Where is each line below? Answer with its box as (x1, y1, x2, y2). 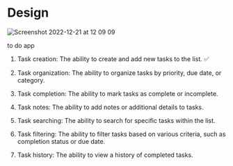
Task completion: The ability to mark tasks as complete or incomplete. (17, 89, 218, 98)
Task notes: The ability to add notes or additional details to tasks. (17, 103, 204, 111)
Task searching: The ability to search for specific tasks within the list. (17, 116, 216, 124)
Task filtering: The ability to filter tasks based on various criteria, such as (17, 130, 226, 138)
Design (7, 5, 49, 21)
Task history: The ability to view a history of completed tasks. (17, 151, 193, 159)
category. (17, 76, 45, 84)
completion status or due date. (17, 137, 106, 145)
